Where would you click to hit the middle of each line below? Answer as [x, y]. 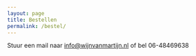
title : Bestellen [32, 20]
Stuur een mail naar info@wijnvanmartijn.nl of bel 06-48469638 [98, 46]
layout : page [26, 13]
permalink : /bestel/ [37, 26]
